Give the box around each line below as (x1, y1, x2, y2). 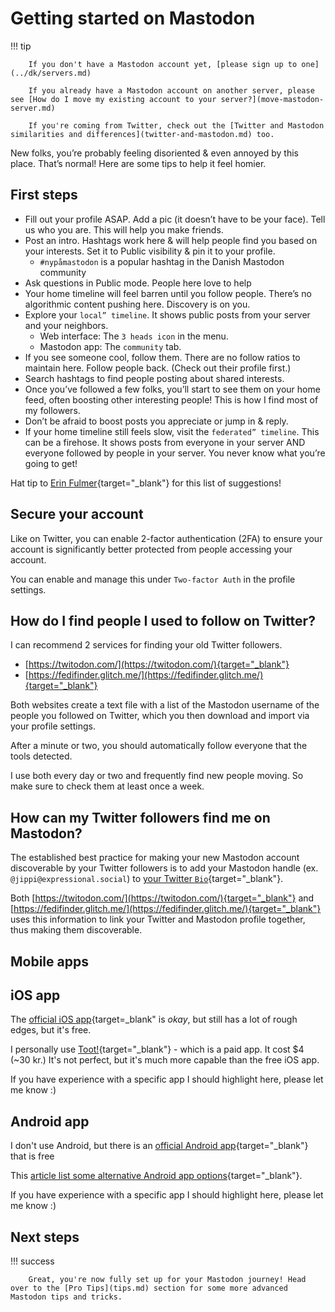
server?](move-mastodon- (220, 94, 325, 104)
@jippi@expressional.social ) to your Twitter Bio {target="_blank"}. (10, 873, 284, 885)
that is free (10, 1150, 55, 1162)
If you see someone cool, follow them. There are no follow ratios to (24, 351, 301, 363)
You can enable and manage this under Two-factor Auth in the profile (10, 573, 296, 585)
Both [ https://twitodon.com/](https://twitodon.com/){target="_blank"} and (10, 892, 315, 904)
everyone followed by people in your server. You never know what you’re (24, 447, 326, 459)
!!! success (10, 1255, 55, 1267)
